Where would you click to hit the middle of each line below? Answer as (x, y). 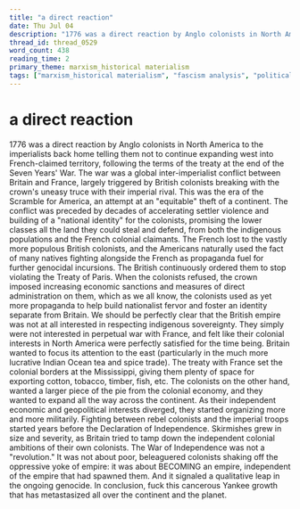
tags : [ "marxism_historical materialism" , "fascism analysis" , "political (151, 76)
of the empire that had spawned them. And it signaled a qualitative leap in (145, 476)
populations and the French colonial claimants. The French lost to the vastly (148, 239)
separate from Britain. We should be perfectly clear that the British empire (145, 315)
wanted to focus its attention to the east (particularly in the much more (139, 352)
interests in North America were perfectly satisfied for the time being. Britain (150, 343)
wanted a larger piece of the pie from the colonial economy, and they (136, 390)
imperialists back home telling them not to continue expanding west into (142, 153)
